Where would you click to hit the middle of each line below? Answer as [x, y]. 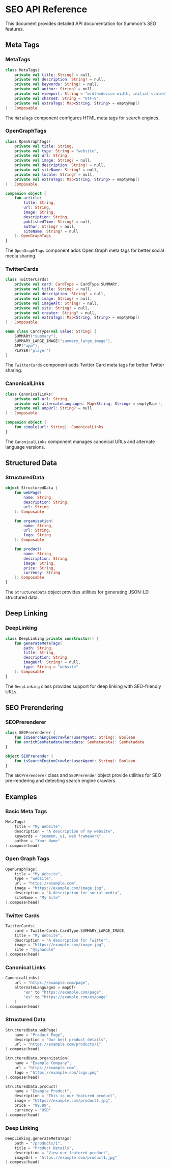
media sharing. [21, 256]
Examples [21, 797]
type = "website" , [34, 879]
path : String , [38, 648]
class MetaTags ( [22, 70]
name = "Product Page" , [40, 1035]
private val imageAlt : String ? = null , [57, 303]
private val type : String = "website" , [57, 151]
